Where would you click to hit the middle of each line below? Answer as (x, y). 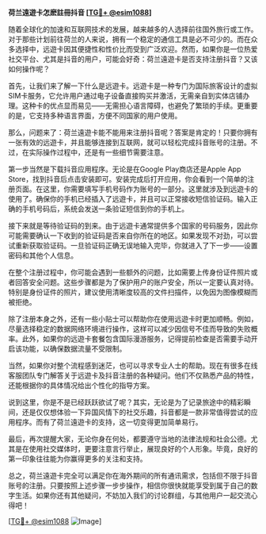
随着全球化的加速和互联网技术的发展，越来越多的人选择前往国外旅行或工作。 (133, 29)
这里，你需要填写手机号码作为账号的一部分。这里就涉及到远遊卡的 (150, 189)
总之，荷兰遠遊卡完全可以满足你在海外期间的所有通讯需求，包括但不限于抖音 (133, 476)
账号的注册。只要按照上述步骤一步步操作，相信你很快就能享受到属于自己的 (129, 486)
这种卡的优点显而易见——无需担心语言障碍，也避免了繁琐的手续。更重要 (140, 106)
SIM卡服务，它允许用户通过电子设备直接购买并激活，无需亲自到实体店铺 (125, 96)
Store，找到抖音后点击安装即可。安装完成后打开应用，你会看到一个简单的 (128, 179)
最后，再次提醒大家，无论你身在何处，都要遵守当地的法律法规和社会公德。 (129, 439)
